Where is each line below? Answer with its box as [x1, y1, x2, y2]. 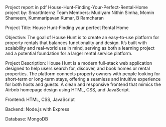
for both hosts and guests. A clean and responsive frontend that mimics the [5, 81, 161, 87]
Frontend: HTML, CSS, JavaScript [5, 96, 75, 102]
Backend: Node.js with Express [5, 106, 70, 112]
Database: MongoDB [5, 116, 49, 122]
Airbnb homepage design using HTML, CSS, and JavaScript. [5, 87, 130, 92]
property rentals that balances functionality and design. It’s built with [5, 40, 147, 46]
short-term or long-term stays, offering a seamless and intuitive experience [5, 76, 161, 82]
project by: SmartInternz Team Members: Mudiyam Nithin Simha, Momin [5, 10, 154, 16]
